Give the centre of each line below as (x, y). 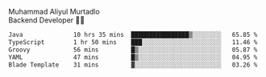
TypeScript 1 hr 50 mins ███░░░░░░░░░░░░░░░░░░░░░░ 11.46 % (133, 42)
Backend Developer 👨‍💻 (47, 20)
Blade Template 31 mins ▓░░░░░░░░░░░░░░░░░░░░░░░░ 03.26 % (133, 65)
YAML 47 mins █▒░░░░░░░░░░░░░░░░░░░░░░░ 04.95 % (133, 57)
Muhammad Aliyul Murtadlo (54, 12)
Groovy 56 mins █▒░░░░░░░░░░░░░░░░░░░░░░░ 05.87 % (133, 50)
